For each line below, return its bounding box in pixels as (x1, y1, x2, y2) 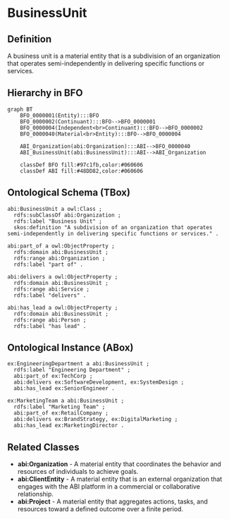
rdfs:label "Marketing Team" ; (13, 403, 106, 410)
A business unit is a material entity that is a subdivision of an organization (7, 51, 221, 60)
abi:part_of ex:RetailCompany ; (13, 410, 109, 417)
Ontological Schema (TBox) (7, 187, 130, 199)
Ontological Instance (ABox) (7, 342, 134, 354)
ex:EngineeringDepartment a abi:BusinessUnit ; (7, 360, 150, 367)
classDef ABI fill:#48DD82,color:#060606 (20, 167, 143, 174)
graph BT (7, 106, 33, 113)
